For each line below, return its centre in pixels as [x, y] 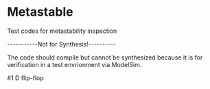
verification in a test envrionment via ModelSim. [74, 64]
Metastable [40, 12]
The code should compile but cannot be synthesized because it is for [105, 57]
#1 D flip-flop [26, 78]
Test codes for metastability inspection [62, 31]
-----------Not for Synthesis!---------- [62, 44]
